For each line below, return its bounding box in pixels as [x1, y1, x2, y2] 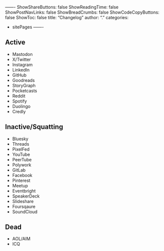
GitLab [12, 167, 26, 173]
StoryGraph [12, 82, 36, 88]
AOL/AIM [12, 236, 31, 242]
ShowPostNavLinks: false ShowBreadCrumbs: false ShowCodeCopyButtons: [5, 9, 160, 15]
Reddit [12, 93, 25, 99]
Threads [12, 141, 29, 147]
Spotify [12, 98, 27, 104]
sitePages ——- [12, 24, 44, 30]
